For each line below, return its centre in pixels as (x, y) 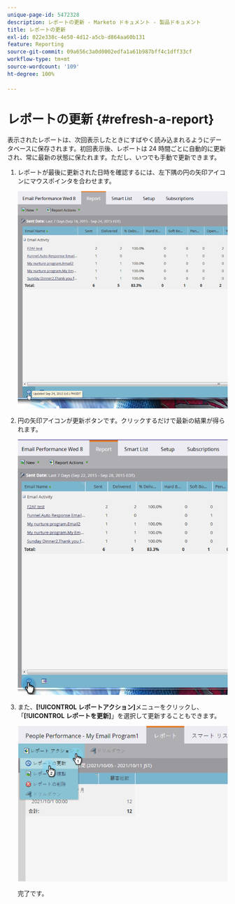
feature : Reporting (36, 45)
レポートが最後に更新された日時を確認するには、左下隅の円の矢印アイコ (121, 173)
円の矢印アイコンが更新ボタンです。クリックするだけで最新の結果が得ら (121, 420)
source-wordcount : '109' (43, 67)
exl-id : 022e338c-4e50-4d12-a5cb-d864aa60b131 (76, 37)
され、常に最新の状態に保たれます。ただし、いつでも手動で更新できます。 (114, 157)
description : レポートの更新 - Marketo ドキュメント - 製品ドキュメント (104, 22)
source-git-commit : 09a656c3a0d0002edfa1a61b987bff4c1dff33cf (100, 52)
